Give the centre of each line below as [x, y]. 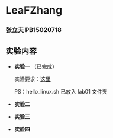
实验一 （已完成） [35, 66]
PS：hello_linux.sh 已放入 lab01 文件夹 [61, 91]
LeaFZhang [34, 10]
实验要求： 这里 [32, 79]
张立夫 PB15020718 [33, 30]
